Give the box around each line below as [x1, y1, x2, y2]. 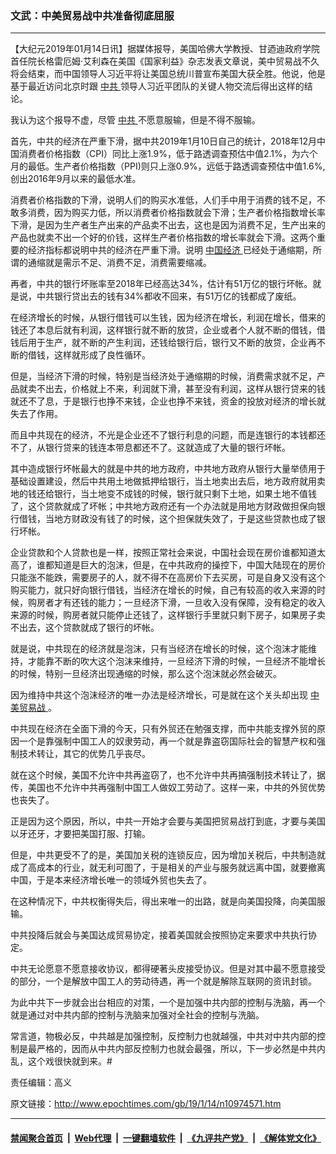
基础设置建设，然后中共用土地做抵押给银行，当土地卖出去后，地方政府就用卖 [10, 475, 326, 487]
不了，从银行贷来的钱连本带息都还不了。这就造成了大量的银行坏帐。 [10, 442, 291, 454]
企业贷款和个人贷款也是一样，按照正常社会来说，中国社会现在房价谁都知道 [10, 547, 317, 559]
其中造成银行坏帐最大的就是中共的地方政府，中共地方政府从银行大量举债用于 [10, 463, 326, 475]
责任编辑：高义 [10, 1077, 72, 1089]
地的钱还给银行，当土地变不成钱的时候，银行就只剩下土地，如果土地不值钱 [10, 488, 317, 500]
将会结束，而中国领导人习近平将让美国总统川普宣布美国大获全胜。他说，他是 [10, 68, 326, 80]
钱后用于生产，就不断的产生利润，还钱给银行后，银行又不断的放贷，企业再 [10, 337, 317, 349]
